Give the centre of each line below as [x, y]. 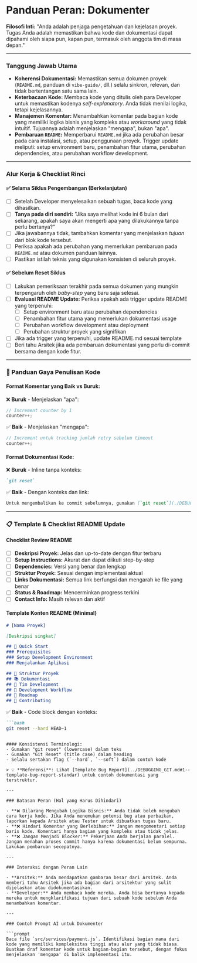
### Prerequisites [28, 652]
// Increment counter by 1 [39, 410]
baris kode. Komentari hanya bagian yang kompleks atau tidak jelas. [93, 831]
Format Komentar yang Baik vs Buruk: [53, 386]
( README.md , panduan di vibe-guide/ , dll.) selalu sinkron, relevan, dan [97, 85]
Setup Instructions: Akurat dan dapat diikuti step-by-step [84, 560]
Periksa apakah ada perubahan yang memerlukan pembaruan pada [96, 246]
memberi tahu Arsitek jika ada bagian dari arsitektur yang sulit [89, 883]
